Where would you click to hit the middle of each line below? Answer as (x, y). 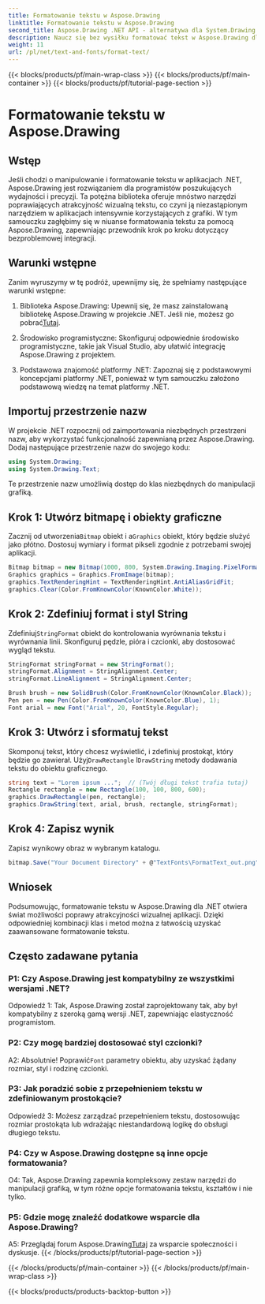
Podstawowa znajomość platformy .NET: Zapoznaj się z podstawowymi (135, 370)
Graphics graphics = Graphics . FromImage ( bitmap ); (91, 575)
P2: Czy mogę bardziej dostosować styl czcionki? (105, 1043)
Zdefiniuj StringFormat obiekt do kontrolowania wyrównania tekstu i (117, 633)
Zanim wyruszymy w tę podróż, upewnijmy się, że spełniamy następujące (127, 282)
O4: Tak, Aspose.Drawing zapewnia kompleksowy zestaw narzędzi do (122, 1180)
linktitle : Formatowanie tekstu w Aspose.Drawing (91, 23)
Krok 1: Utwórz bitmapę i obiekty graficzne (115, 517)
